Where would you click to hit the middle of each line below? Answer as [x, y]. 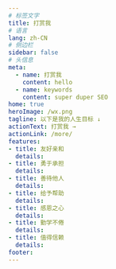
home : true [26, 104]
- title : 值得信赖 [37, 238]
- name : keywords [44, 90]
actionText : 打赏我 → [42, 127]
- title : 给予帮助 [37, 193]
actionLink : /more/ [41, 134]
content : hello [48, 82]
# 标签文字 [24, 16]
